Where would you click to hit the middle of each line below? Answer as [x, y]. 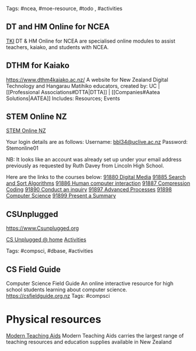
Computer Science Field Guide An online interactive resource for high [90, 284]
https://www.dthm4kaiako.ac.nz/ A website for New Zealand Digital [87, 80]
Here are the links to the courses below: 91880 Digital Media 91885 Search [96, 177]
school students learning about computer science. [67, 290]
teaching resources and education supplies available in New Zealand [89, 342]
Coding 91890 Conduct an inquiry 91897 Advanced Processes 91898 [89, 190]
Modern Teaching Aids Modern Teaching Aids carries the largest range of [95, 335]
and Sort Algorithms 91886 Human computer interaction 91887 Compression [98, 183]
